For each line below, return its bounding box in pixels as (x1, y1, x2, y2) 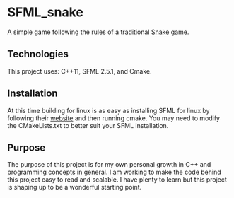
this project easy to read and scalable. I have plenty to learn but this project (7, 175, 228, 184)
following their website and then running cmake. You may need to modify (7, 114, 221, 122)
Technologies (7, 48, 69, 60)
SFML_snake (7, 4, 83, 21)
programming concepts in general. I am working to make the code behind (7, 168, 221, 177)
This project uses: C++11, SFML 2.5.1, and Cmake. (7, 66, 152, 75)
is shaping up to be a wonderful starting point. (7, 183, 142, 192)
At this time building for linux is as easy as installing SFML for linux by (7, 106, 210, 115)
